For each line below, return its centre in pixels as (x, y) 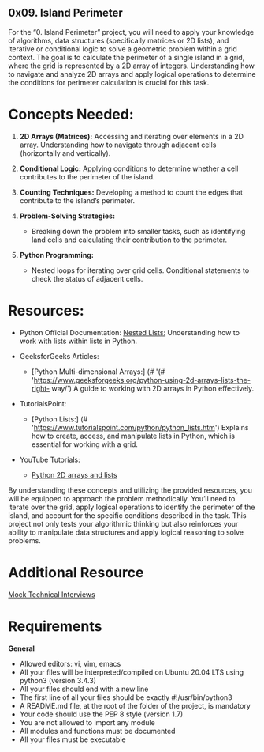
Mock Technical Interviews (52, 594)
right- (41, 388)
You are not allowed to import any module (87, 722)
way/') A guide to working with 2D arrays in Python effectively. (152, 388)
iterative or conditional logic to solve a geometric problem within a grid (123, 49)
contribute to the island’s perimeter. (77, 200)
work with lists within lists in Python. (78, 341)
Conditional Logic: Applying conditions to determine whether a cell (129, 168)
